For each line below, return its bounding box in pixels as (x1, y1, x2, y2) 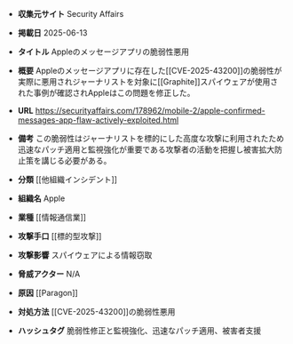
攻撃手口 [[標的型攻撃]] (17, 231, 102, 241)
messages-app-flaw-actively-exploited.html (17, 115, 179, 125)
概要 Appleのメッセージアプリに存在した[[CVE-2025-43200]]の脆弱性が (17, 66, 282, 76)
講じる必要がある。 (41, 156, 112, 165)
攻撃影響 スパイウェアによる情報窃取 (17, 250, 153, 260)
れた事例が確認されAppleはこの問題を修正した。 (17, 88, 195, 98)
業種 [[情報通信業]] (17, 212, 87, 222)
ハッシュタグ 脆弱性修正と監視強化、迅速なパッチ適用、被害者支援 (17, 325, 262, 336)
